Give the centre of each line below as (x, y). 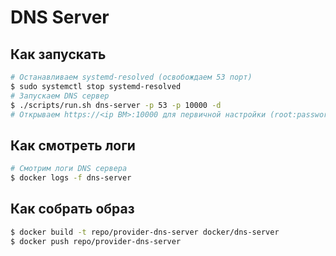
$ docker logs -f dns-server (71, 178)
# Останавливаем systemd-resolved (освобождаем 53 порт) (131, 77)
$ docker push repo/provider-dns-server (96, 241)
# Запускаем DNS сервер (60, 96)
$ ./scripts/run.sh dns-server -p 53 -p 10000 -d (116, 105)
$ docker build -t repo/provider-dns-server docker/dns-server (145, 232)
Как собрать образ (72, 209)
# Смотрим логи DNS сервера (69, 169)
